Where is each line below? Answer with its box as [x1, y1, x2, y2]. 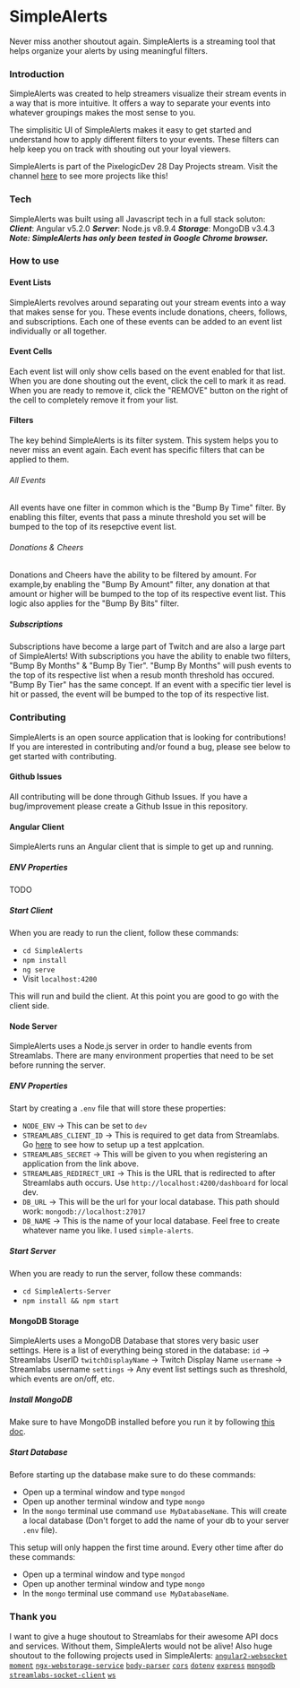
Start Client [9, 905, 54, 915]
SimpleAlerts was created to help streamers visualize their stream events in [9, 88, 287, 100]
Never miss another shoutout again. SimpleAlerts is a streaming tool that [9, 36, 276, 47]
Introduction [9, 67, 64, 80]
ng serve [21, 965, 56, 974]
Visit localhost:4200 [21, 974, 98, 984]
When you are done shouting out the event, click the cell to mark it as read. [9, 375, 287, 386]
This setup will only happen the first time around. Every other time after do [9, 1542, 284, 1553]
